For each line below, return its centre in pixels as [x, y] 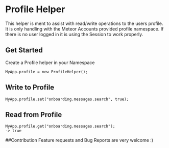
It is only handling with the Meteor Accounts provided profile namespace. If [84, 28]
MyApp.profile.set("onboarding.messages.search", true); [67, 99]
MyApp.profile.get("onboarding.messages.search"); [60, 126]
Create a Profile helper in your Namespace [50, 63]
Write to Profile [30, 87]
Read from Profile [34, 115]
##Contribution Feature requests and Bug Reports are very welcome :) [79, 140]
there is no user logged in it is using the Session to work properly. [74, 34]
